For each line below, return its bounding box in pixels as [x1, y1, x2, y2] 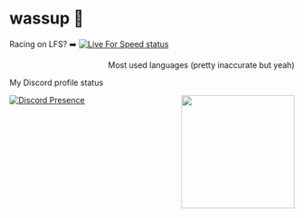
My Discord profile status [9, 77, 104, 88]
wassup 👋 [9, 8, 84, 29]
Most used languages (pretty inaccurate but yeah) [108, 59, 295, 71]
